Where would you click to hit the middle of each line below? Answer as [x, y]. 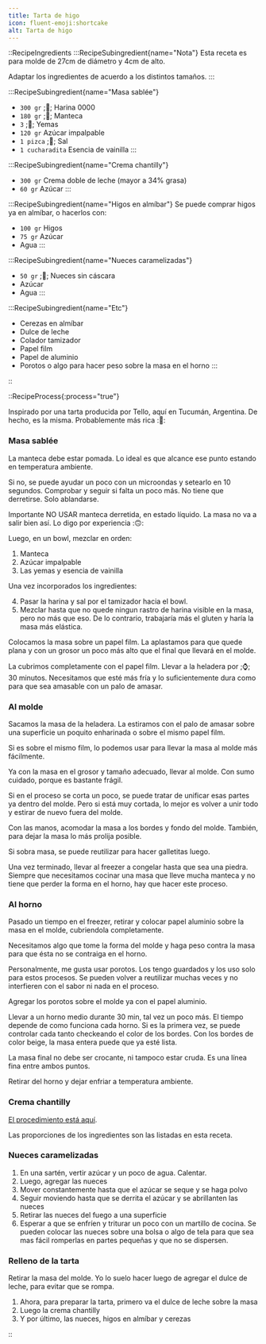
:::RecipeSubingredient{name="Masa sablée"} [84, 92]
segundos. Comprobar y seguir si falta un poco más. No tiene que [116, 490]
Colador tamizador [50, 340]
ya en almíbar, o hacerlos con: [58, 213]
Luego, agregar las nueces [64, 1181]
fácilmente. [27, 756]
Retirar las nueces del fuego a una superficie [93, 1215]
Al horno [25, 904]
